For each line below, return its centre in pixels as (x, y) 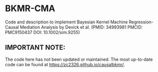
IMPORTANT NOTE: (35, 47)
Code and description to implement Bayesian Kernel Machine (67, 22)
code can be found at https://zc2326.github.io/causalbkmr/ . (65, 64)
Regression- (141, 22)
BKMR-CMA (30, 9)
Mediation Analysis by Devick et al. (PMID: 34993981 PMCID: (81, 27)
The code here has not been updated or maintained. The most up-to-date (79, 59)
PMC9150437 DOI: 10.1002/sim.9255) (43, 32)
